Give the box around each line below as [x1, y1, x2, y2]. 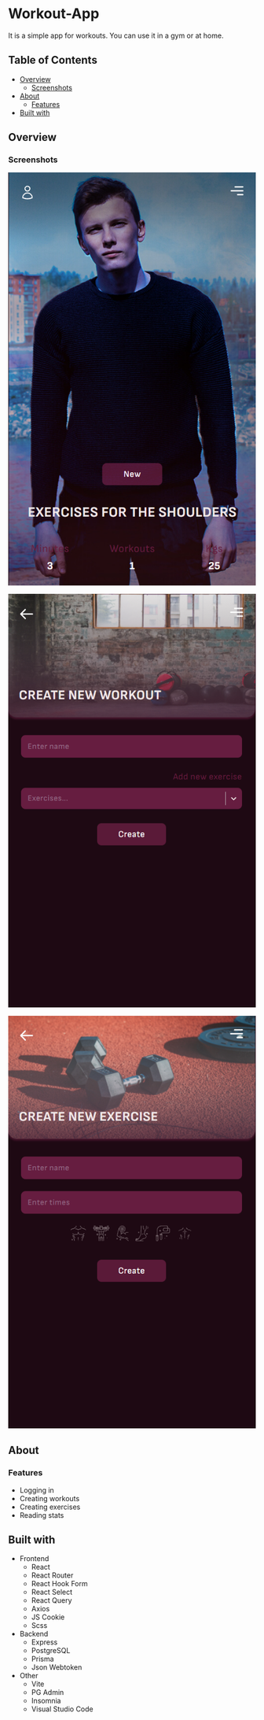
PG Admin [31, 1688, 64, 1697]
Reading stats [19, 1510, 64, 1519]
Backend [19, 1630, 49, 1639]
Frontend [19, 1554, 49, 1563]
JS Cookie [31, 1612, 65, 1622]
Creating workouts [19, 1493, 80, 1503]
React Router [31, 1571, 74, 1580]
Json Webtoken [31, 1663, 82, 1672]
